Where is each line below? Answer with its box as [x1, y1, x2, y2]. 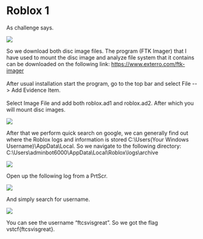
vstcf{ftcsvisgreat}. [6, 225, 55, 233]
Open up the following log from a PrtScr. [6, 172, 108, 180]
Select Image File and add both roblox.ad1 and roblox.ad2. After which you [6, 99, 194, 107]
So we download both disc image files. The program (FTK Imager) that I [6, 47, 187, 55]
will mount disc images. [6, 105, 66, 113]
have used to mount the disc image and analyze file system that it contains [6, 53, 194, 61]
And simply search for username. [6, 195, 90, 203]
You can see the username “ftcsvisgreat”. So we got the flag [6, 219, 158, 226]
